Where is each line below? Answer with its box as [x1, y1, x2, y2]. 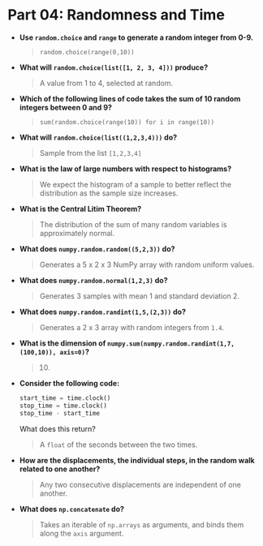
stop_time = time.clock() [19, 402, 107, 410]
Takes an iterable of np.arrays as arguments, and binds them [39, 519, 244, 529]
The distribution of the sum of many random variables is [39, 219, 228, 229]
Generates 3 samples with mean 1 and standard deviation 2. [39, 290, 240, 301]
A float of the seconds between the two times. [39, 440, 198, 449]
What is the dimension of [19, 338, 106, 348]
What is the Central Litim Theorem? [19, 204, 142, 213]
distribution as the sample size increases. [39, 188, 179, 198]
